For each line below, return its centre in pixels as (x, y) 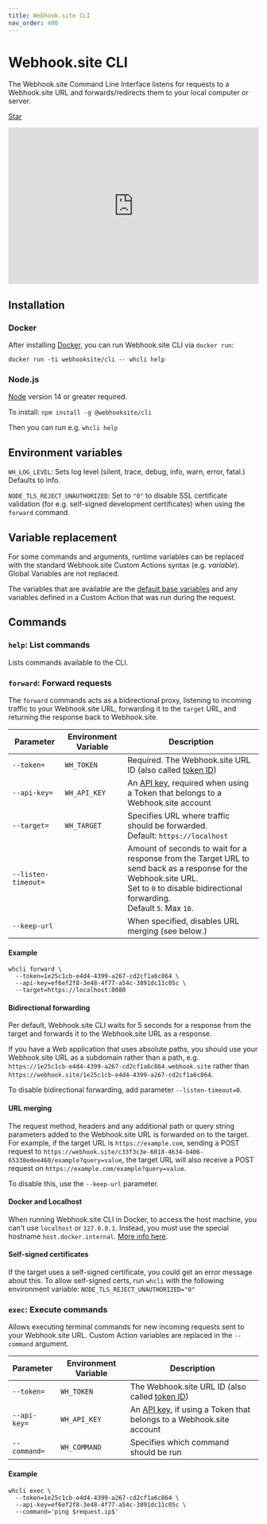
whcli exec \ (30, 1491)
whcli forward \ (35, 969)
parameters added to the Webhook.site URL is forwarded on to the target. (129, 1134)
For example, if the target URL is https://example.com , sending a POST (124, 1142)
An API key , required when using (188, 783)
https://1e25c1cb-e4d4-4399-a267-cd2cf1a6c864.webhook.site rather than (129, 1066)
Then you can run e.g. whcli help (63, 428)
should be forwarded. (168, 826)
